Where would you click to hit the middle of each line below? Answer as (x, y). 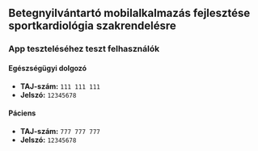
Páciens (22, 113)
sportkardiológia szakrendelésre (92, 26)
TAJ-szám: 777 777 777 (60, 131)
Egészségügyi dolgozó (48, 68)
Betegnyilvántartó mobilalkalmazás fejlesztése (129, 13)
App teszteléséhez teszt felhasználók (84, 49)
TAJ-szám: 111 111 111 (60, 86)
